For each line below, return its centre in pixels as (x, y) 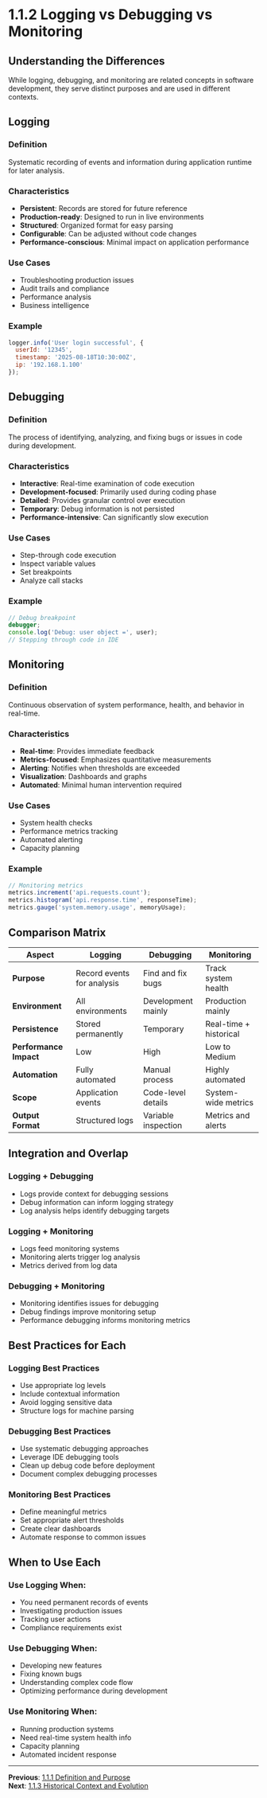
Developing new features (61, 1666)
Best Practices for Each (67, 1346)
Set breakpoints (46, 572)
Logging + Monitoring (51, 1231)
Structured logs (104, 1120)
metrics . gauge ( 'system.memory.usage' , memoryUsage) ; (97, 908)
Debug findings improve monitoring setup (88, 1312)
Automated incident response (68, 1754)
